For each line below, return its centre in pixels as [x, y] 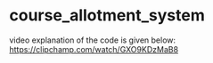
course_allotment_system [107, 16]
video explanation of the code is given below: [93, 40]
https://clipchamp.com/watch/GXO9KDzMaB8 [94, 49]
